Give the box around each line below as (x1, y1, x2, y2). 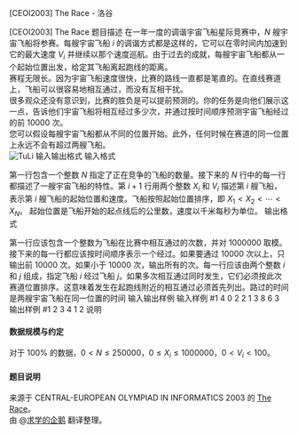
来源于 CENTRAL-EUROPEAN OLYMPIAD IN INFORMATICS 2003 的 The (9, 392, 272, 403)
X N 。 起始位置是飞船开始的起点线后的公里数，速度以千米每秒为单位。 (9, 205, 263, 219)
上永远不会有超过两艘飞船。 (9, 139, 111, 149)
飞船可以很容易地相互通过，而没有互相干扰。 (24, 84, 188, 94)
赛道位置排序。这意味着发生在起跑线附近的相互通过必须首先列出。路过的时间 (9, 282, 289, 293)
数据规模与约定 (9, 325, 64, 336)
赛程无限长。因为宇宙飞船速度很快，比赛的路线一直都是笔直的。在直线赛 (9, 72, 273, 83)
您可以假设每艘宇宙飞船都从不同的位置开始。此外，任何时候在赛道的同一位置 (9, 128, 289, 139)
